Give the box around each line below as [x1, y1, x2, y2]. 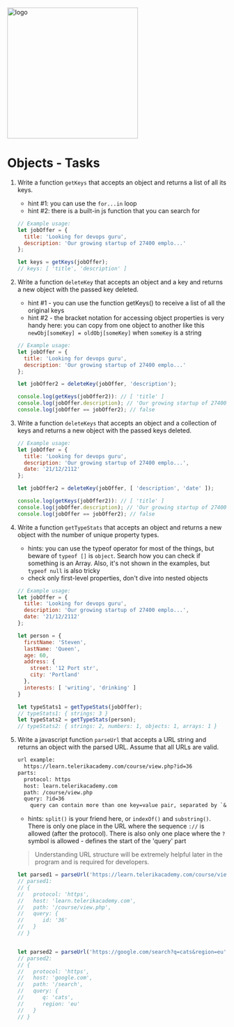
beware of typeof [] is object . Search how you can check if [27, 551, 201, 560]
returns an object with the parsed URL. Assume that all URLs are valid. [17, 743, 219, 752]
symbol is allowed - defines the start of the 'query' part [27, 837, 187, 845]
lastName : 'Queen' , [24, 645, 81, 653]
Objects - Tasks [7, 155, 100, 171]
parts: [17, 769, 37, 776]
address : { [24, 658, 56, 665]
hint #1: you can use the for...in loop [27, 199, 137, 207]
